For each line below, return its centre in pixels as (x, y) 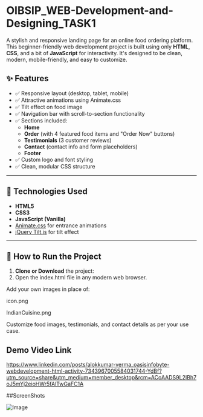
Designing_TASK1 (51, 23)
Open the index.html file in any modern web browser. (81, 278)
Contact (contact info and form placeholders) (81, 147)
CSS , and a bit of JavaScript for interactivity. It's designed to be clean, (94, 53)
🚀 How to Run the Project (54, 256)
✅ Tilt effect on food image (49, 107)
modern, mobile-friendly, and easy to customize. (67, 59)
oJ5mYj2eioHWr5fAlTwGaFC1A (45, 384)
